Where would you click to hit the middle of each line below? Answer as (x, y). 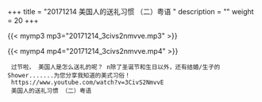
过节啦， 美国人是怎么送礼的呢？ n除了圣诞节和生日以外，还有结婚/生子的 (116, 67)
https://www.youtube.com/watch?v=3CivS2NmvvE (87, 82)
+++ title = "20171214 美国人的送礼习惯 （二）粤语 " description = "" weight (131, 11)
